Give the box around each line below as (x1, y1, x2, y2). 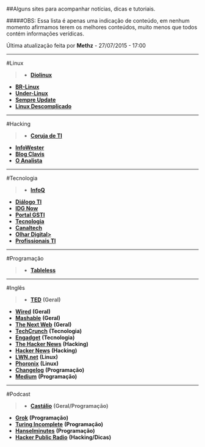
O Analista (15, 157, 43, 164)
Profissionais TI (15, 237, 56, 244)
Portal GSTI (15, 211, 45, 218)
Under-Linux (15, 90, 48, 97)
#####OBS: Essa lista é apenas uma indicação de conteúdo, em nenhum (6, 17, 190, 24)
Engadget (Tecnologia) (15, 334, 75, 341)
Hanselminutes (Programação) (15, 427, 96, 434)
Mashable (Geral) (15, 314, 61, 322)
